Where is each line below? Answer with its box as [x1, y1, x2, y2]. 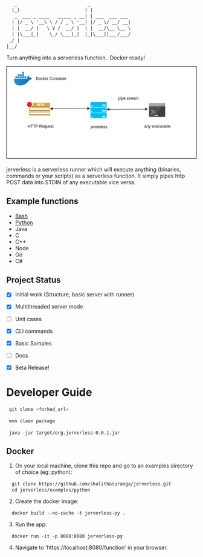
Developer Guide [6, 385, 92, 399]
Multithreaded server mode [14, 303, 83, 310]
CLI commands [14, 327, 53, 335]
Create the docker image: [14, 498, 79, 505]
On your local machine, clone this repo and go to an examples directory [14, 462, 193, 470]
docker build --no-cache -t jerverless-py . [11, 510, 126, 516]
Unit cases [14, 315, 42, 322]
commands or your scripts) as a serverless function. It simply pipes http [6, 172, 185, 179]
